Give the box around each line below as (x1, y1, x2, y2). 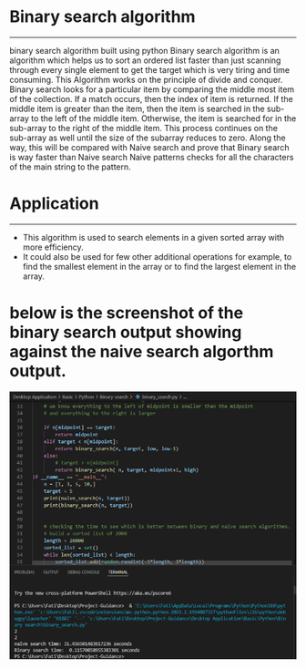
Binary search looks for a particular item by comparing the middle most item (9, 84, 295, 95)
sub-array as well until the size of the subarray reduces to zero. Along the (9, 132, 286, 143)
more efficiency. (22, 242, 84, 252)
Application (9, 193, 99, 214)
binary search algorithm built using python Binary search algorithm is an (9, 45, 280, 56)
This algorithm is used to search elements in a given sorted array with (22, 232, 285, 242)
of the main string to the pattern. (9, 161, 132, 172)
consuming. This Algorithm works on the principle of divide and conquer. (9, 74, 283, 85)
